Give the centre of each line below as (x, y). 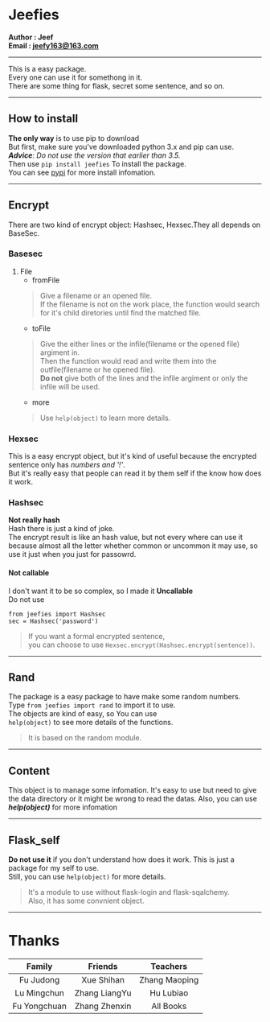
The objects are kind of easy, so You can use (83, 714)
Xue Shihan (103, 980)
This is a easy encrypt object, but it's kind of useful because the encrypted (133, 456)
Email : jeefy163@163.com (53, 45)
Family (40, 966)
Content (29, 771)
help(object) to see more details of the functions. (91, 723)
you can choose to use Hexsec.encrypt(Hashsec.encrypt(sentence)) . (141, 645)
